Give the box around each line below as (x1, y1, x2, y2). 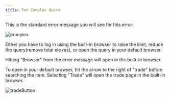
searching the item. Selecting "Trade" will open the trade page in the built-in (5, 72, 165, 78)
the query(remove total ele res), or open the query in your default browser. (5, 46, 162, 53)
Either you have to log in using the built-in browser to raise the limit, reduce (5, 41, 163, 47)
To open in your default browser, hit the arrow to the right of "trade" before (5, 66, 163, 72)
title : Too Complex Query (5, 7, 60, 13)
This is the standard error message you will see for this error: (5, 21, 134, 28)
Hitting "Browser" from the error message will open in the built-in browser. (5, 57, 162, 63)
